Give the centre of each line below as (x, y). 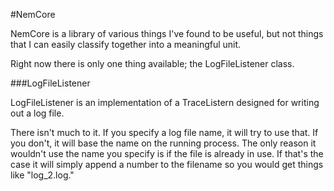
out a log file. (37, 113)
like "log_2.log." (42, 175)
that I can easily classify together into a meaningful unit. (126, 44)
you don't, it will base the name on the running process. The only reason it (163, 143)
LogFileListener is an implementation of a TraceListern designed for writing (165, 102)
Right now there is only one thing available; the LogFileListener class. (152, 63)
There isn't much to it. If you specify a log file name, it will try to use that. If (164, 132)
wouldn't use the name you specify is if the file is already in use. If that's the (167, 153)
